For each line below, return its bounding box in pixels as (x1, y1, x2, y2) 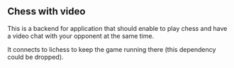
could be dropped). (7, 53, 64, 61)
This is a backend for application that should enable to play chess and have (7, 24, 228, 32)
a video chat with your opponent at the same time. (7, 32, 155, 40)
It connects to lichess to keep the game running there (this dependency (7, 45, 216, 53)
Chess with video (7, 6, 86, 18)
